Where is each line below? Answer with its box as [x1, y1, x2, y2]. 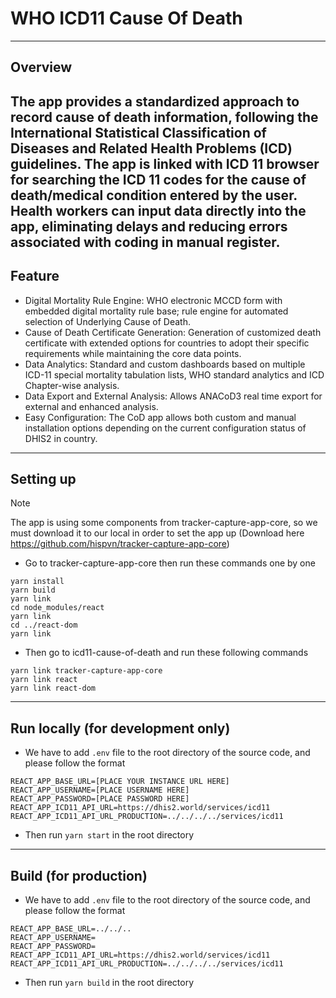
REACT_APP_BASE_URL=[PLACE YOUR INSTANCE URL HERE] [10, 777, 230, 787]
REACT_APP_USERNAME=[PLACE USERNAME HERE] [10, 785, 190, 796]
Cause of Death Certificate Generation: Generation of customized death [24, 326, 322, 338]
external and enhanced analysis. [24, 400, 159, 412]
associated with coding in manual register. [10, 233, 281, 251]
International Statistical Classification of [10, 124, 267, 141]
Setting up [10, 470, 77, 487]
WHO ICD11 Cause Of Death [10, 7, 243, 30]
